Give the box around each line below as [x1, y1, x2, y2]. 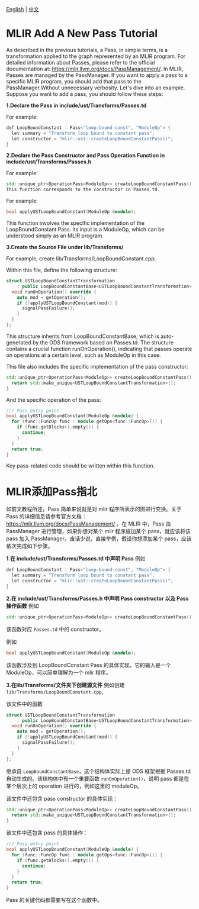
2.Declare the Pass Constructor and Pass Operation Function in [6, 152, 165, 159]
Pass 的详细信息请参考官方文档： [6, 513, 87, 520]
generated [6, 339, 31, 346]
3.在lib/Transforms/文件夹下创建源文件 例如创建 [6, 681, 125, 688]
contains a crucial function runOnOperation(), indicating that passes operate [6, 345, 192, 352]
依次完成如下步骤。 [6, 543, 53, 550]
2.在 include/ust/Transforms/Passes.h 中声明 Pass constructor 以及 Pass [6, 595, 189, 602]
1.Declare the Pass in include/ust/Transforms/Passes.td [6, 102, 147, 109]
